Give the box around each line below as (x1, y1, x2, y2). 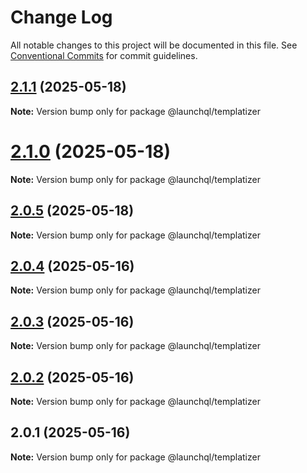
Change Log (10, 6, 113, 29)
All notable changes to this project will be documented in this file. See (10, 39, 298, 51)
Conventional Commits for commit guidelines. (10, 49, 198, 61)
